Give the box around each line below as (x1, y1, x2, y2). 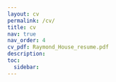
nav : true (7, 30, 37, 38)
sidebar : (13, 63, 40, 71)
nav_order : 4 (7, 37, 46, 44)
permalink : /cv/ (7, 17, 55, 24)
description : (7, 51, 46, 58)
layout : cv (7, 10, 40, 18)
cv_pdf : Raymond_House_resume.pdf (7, 43, 110, 51)
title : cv (7, 24, 37, 31)
